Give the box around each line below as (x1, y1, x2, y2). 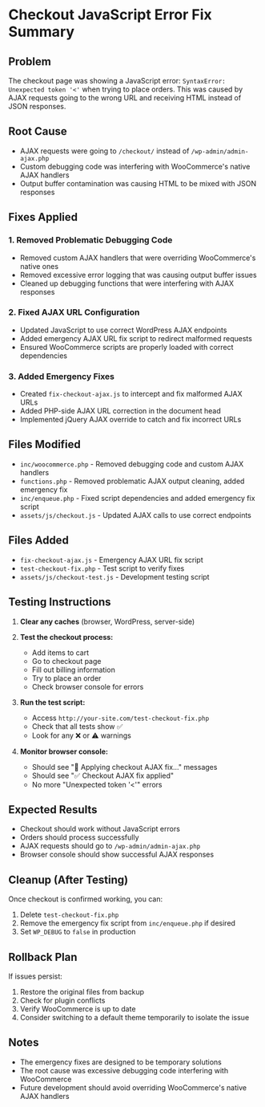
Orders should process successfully (19, 832, 139, 842)
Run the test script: (19, 697, 86, 707)
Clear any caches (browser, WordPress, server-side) (19, 617, 195, 626)
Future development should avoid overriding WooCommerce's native (19, 1082, 247, 1093)
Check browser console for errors (31, 682, 144, 691)
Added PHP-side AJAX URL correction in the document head (19, 406, 222, 416)
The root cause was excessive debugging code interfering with (19, 1065, 229, 1075)
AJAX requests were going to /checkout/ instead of (19, 146, 190, 156)
